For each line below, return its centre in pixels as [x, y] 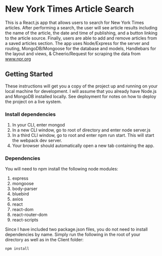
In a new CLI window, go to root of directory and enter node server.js [81, 130]
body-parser [25, 189]
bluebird [20, 194]
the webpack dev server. [37, 141]
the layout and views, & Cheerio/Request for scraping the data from [73, 53]
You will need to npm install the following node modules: [62, 169]
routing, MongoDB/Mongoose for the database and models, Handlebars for [81, 48]
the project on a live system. [33, 102]
